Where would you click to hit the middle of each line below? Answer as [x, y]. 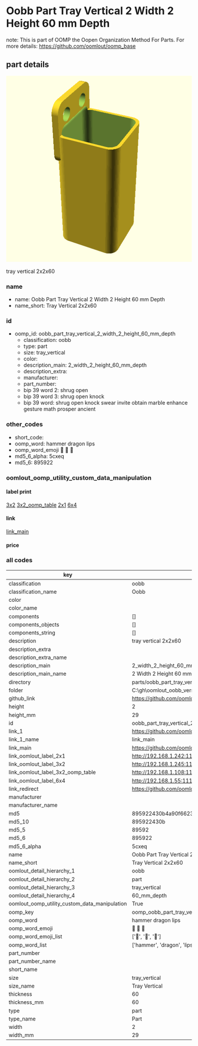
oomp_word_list [28, 945]
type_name [22, 1019]
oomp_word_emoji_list [35, 937]
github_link [22, 699]
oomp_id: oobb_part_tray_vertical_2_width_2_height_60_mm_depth [95, 334]
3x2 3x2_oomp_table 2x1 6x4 [42, 505]
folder [16, 690]
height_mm [22, 715]
